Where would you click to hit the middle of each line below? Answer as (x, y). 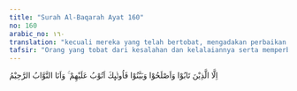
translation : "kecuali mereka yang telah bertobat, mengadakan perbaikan (148, 42)
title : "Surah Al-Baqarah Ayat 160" (76, 17)
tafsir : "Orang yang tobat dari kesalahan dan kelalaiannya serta (134, 50)
